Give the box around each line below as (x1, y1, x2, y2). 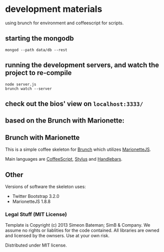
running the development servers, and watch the (5, 61, 160, 69)
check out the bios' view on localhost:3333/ (5, 99, 144, 108)
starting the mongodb (5, 34, 74, 43)
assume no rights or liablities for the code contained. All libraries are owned (5, 227, 160, 234)
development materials (5, 3, 103, 15)
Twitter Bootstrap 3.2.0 (12, 193, 59, 199)
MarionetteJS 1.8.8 (12, 198, 51, 204)
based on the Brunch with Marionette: (5, 117, 125, 125)
